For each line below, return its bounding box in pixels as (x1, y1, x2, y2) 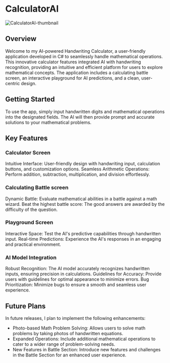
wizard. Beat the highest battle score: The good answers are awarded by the (5, 201, 165, 207)
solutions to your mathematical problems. (5, 119, 92, 125)
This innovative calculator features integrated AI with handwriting (5, 59, 141, 65)
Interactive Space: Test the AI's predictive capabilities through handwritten (5, 230, 161, 236)
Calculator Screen (5, 149, 51, 156)
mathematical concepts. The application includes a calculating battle (5, 69, 148, 76)
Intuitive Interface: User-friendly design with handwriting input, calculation (5, 161, 160, 167)
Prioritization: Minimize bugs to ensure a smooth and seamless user (5, 282, 147, 288)
